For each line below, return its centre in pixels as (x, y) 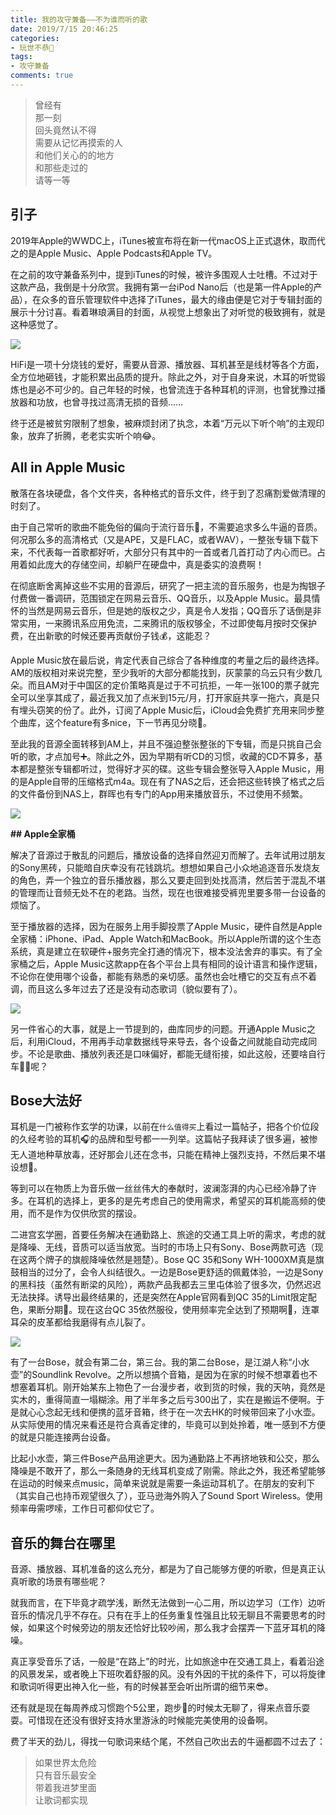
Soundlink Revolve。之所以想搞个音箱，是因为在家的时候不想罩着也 (170, 1375)
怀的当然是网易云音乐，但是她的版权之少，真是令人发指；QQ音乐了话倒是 (161, 610)
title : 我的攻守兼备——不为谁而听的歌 (79, 19)
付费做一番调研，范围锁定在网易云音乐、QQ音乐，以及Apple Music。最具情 (165, 598)
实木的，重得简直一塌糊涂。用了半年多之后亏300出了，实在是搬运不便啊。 (163, 1400)
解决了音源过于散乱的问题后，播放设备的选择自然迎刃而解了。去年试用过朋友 (168, 855)
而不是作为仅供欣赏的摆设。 (84, 1213)
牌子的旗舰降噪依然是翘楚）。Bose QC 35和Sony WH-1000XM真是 (180, 1260)
